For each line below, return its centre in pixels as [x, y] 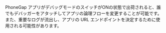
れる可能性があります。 [37, 26]
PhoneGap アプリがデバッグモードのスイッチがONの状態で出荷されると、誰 [83, 7]
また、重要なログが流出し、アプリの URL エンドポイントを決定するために [81, 19]
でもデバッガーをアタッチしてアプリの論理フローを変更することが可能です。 [83, 13]
